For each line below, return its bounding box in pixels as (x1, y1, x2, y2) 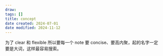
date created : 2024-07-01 (5, 21, 58, 26)
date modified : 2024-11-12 (5, 26, 61, 30)
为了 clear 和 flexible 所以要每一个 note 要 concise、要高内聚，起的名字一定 (5, 40, 159, 46)
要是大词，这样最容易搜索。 (5, 46, 62, 52)
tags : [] (5, 12, 23, 17)
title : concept (5, 16, 36, 21)
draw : (5, 7, 16, 12)
